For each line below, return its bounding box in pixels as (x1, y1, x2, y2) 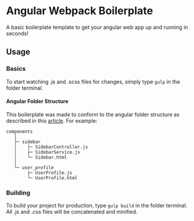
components (6, 128, 33, 134)
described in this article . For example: (6, 117, 98, 124)
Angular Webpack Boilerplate (6, 4, 153, 18)
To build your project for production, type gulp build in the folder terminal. (6, 202, 188, 209)
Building (6, 189, 31, 197)
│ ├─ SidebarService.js (14, 149, 81, 155)
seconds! (6, 29, 29, 37)
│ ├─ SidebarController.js (14, 144, 88, 150)
